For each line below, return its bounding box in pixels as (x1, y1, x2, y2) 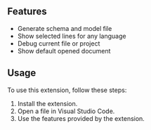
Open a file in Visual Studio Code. (17, 107, 115, 115)
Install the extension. (17, 99, 78, 108)
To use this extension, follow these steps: (7, 86, 127, 94)
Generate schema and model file (17, 24, 112, 32)
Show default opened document (17, 46, 111, 55)
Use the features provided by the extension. (17, 114, 145, 122)
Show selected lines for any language (17, 32, 126, 40)
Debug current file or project (17, 39, 100, 48)
